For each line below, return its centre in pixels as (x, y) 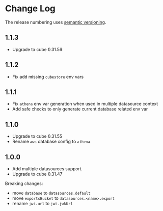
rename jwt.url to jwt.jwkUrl (42, 203)
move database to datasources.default (51, 193)
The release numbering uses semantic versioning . (56, 22)
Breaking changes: (24, 184)
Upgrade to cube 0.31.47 (37, 174)
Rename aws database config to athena (51, 142)
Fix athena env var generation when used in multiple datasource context (85, 104)
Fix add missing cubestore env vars (48, 77)
